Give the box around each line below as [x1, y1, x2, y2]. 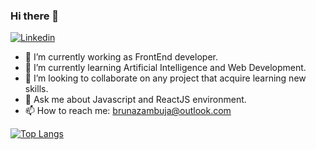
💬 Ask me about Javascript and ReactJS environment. [24, 94, 247, 106]
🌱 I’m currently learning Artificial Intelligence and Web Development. [24, 62, 307, 74]
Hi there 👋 [10, 9, 60, 23]
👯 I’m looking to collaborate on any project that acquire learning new [24, 72, 307, 84]
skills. [24, 83, 49, 95]
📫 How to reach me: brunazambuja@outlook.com [24, 105, 232, 117]
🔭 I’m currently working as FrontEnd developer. [24, 51, 218, 63]
